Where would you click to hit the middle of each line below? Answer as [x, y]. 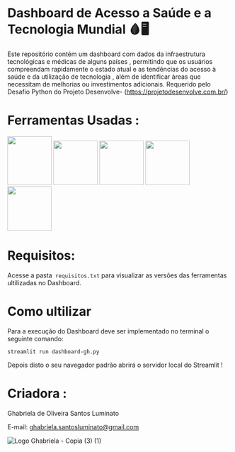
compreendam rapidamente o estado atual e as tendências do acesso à [112, 69]
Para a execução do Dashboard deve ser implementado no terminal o [108, 331]
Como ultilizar [50, 312]
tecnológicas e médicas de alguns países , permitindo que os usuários [110, 61]
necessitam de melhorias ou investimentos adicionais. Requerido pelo [109, 84]
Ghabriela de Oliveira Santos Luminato [63, 413]
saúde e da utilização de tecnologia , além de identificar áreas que [104, 77]
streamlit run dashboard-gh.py [53, 352]
